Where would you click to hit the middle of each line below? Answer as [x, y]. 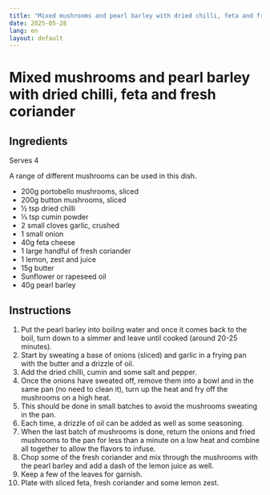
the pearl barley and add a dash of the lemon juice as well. [117, 466]
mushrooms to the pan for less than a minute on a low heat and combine [140, 441]
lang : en [24, 30]
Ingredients [38, 141]
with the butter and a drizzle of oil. [77, 364]
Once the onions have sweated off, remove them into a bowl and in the [137, 380]
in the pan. [38, 415]
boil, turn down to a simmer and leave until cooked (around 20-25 [129, 338]
